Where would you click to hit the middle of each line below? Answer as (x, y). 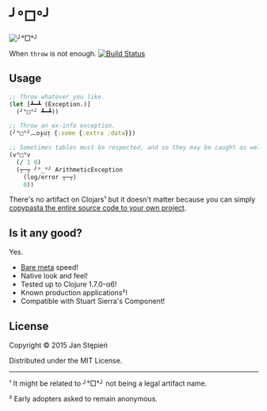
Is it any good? (46, 233)
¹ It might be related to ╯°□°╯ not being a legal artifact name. (108, 383)
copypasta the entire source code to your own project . (98, 208)
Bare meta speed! (49, 267)
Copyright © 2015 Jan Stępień (59, 345)
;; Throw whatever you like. (57, 97)
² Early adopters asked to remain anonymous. (83, 399)
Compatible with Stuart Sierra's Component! (93, 302)
